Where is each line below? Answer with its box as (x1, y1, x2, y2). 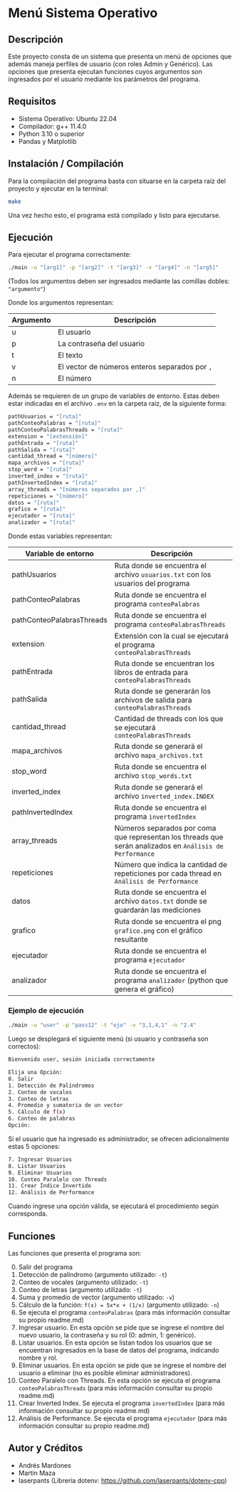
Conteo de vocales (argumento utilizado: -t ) (18, 1278, 149, 1286)
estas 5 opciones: (8, 1142, 61, 1150)
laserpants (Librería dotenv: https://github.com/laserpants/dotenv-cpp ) (18, 1476, 227, 1485)
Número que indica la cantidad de (114, 860, 227, 870)
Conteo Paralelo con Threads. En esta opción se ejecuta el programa (18, 1376, 221, 1385)
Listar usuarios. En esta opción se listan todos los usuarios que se (18, 1338, 212, 1347)
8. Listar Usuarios (8, 1162, 66, 1170)
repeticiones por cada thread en (114, 868, 222, 878)
